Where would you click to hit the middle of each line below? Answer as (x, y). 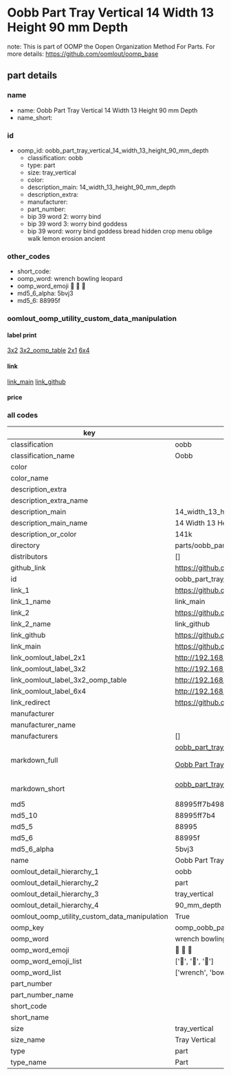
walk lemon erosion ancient (66, 238)
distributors (29, 557)
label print (22, 335)
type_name (29, 1062)
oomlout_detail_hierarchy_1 (55, 872)
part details (32, 76)
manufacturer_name (43, 725)
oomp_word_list (36, 972)
